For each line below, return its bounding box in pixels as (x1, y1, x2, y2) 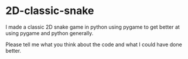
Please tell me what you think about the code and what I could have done (5, 41, 182, 48)
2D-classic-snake (5, 4, 94, 18)
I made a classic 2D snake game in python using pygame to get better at (5, 23, 180, 30)
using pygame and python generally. (5, 29, 94, 36)
